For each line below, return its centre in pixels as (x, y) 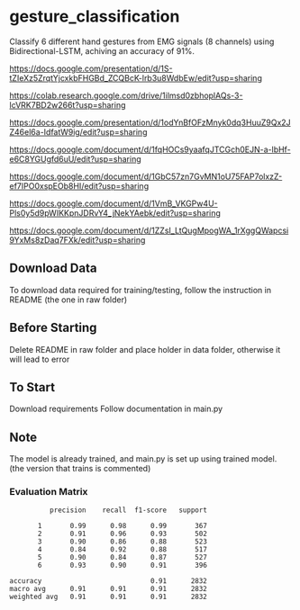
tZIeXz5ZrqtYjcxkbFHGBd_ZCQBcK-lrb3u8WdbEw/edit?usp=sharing (136, 77)
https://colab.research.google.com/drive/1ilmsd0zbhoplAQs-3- (126, 95)
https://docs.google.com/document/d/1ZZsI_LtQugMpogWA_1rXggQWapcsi (149, 230)
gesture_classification (95, 17)
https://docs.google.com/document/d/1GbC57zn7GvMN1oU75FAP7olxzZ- (146, 176)
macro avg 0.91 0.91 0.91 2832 (108, 589)
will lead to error (40, 359)
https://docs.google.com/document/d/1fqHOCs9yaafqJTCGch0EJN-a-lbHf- (150, 149)
